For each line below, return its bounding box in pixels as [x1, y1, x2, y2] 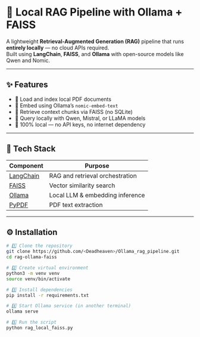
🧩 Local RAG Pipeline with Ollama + [6, 5, 183, 19]
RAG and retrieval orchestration [49, 171, 137, 180]
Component [9, 161, 43, 169]
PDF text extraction [49, 200, 103, 209]
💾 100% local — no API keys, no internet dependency [14, 120, 146, 128]
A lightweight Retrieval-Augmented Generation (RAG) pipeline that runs [6, 38, 185, 45]
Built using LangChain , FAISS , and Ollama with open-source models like [6, 50, 184, 57]
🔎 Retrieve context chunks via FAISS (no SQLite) [14, 108, 133, 115]
